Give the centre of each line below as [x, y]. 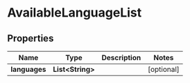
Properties [31, 38]
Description [121, 58]
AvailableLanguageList [75, 13]
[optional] [164, 69]
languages [28, 69]
